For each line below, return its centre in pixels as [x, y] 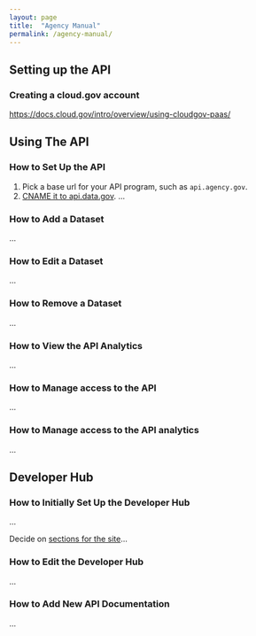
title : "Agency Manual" [55, 26]
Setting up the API [60, 70]
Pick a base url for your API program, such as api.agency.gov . [135, 186]
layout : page [33, 17]
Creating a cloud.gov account [74, 95]
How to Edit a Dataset [56, 260]
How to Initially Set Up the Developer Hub [100, 502]
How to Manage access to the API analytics [104, 430]
